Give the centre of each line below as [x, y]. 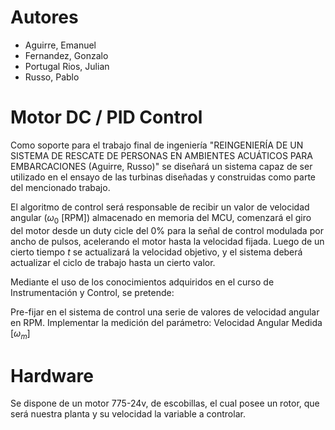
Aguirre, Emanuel [60, 45]
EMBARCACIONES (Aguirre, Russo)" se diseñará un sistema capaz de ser [161, 166]
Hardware [52, 375]
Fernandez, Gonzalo [66, 55]
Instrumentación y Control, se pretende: [92, 292]
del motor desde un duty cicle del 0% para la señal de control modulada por [167, 230]
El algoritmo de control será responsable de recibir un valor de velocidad [160, 207]
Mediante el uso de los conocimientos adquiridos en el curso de [142, 282]
